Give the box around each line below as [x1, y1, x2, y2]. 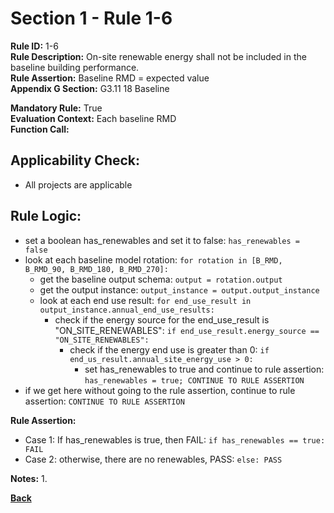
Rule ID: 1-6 [10, 40, 59, 52]
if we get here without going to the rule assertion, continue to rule [24, 384, 296, 396]
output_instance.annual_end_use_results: [39, 305, 215, 315]
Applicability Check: [10, 152, 141, 169]
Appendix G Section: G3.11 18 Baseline [10, 82, 170, 94]
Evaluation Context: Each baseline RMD [10, 112, 177, 124]
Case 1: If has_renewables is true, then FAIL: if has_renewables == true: [24, 433, 326, 446]
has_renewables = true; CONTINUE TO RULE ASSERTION [84, 375, 305, 386]
